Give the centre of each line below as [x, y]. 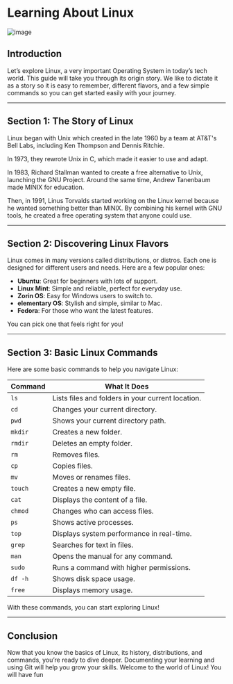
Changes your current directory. [105, 409]
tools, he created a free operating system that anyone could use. [100, 215]
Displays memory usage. [93, 590]
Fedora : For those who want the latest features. [85, 311]
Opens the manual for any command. [113, 556]
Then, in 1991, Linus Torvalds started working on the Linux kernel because [113, 200]
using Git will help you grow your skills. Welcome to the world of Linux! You [114, 667]
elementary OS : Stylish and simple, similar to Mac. [90, 303]
